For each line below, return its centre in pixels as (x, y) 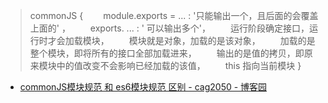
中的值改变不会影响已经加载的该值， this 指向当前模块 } (179, 65)
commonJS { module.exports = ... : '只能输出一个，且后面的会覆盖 (174, 15)
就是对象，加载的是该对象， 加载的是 (231, 40)
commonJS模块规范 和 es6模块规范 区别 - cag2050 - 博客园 (143, 87)
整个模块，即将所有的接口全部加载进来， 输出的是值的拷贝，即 (167, 53)
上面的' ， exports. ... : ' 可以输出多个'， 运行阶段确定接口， (169, 28)
